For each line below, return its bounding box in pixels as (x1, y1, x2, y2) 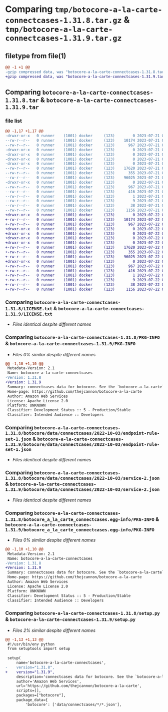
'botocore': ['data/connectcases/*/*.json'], (25, 702, 122, 707)
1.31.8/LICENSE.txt (5, 306, 52, 311)
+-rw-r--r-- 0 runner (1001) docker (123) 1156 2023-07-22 (5, 287, 160, 292)
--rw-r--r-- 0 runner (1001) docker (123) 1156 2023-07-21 (5, 208, 160, 213)
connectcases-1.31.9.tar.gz (5, 34, 122, 43)
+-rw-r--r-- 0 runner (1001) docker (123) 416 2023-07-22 (5, 268, 160, 273)
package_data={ (16, 697, 48, 702)
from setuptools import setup (7, 646, 70, 651)
